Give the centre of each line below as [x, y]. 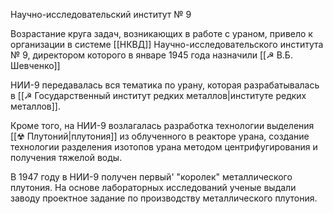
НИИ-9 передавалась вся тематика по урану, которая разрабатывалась [165, 85]
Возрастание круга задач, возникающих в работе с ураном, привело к [161, 33]
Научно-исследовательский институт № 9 [101, 14]
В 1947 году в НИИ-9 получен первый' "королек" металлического [151, 177]
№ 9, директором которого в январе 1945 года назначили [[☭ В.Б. [151, 55]
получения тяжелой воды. [66, 157]
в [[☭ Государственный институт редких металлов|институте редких [158, 95]
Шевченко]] [35, 65]
